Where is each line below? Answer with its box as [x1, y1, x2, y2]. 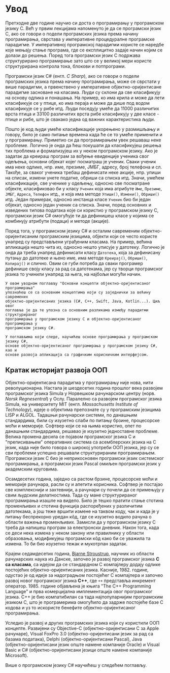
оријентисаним [5, 233, 39, 239]
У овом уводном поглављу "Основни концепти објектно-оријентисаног [5, 281, 151, 286]
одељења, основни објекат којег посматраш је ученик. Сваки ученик [5, 158, 156, 164]
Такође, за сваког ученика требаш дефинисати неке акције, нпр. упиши [5, 169, 161, 175]
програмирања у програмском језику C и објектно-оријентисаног [5, 316, 142, 321]
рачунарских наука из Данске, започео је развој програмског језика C [5, 555, 160, 562]
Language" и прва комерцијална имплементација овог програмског [5, 588, 153, 594]
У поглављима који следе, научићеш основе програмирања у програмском [5, 334, 158, 339]
